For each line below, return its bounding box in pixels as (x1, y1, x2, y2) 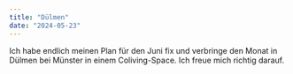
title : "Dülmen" (9, 12, 69, 22)
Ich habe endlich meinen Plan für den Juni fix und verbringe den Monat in (9, 45, 278, 55)
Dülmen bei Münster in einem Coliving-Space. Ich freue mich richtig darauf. (9, 55, 285, 65)
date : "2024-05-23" (9, 21, 81, 30)
